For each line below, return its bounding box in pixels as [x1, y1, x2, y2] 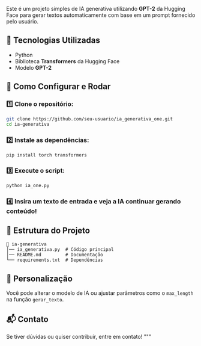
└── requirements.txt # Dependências [6, 257, 103, 264]
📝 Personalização [6, 273, 73, 283]
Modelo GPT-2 [14, 64, 52, 71]
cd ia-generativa [6, 122, 50, 128]
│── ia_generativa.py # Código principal [6, 247, 114, 253]
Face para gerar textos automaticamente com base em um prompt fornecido [6, 11, 196, 19]
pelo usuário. [6, 18, 39, 25]
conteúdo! [6, 207, 37, 215]
